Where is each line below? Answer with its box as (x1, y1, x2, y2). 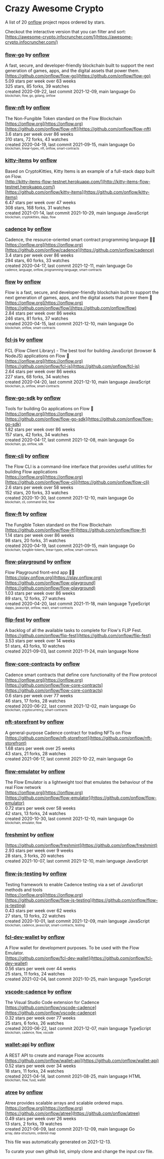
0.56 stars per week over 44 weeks (5, 965, 77, 972)
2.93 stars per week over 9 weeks (5, 847, 74, 854)
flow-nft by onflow (5, 104, 50, 111)
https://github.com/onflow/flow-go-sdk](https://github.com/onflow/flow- (6, 416, 154, 422)
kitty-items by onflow (5, 157, 57, 164)
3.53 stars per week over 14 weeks (5, 638, 76, 644)
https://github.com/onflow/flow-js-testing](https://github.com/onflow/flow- (6, 897, 158, 903)
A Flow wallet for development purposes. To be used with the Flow (5, 945, 140, 950)
